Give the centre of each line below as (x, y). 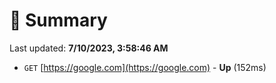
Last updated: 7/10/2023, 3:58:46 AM (89, 48)
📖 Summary (58, 20)
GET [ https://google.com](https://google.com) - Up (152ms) (145, 67)
